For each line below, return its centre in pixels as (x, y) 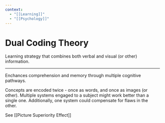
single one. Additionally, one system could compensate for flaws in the (77, 101)
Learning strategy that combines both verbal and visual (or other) (71, 56)
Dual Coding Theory (47, 43)
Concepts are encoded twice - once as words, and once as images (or (76, 90)
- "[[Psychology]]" (29, 19)
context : (14, 10)
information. (17, 61)
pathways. (15, 81)
